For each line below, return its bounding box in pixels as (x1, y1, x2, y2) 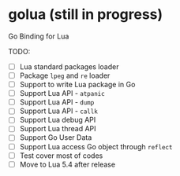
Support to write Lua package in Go (19, 80, 136, 90)
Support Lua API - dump (19, 97, 95, 107)
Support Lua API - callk (19, 106, 99, 115)
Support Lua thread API (19, 124, 96, 134)
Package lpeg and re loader (19, 71, 111, 80)
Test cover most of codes (19, 151, 103, 160)
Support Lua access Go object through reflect (19, 141, 173, 151)
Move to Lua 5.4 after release (19, 159, 116, 169)
